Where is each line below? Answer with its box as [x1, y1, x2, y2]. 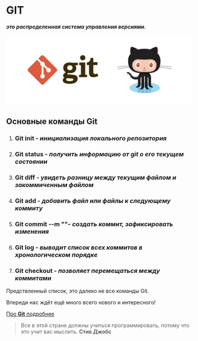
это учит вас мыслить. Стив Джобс [20, 328, 111, 335]
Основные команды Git [6, 117, 98, 127]
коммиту [14, 204, 43, 213]
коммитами [14, 274, 52, 282]
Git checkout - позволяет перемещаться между [14, 266, 160, 275]
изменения [14, 227, 49, 236]
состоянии [14, 157, 47, 166]
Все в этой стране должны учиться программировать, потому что [20, 322, 190, 329]
